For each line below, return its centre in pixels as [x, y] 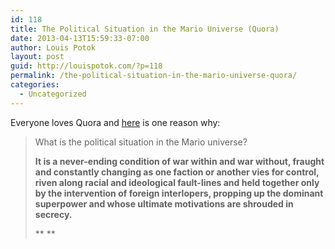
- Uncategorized [53, 94]
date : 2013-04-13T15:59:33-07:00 [80, 38]
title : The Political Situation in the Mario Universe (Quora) [145, 29]
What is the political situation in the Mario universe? [141, 142]
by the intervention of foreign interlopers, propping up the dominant [179, 193]
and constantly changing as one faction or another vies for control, [177, 172]
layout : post [37, 57]
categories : [35, 85]
